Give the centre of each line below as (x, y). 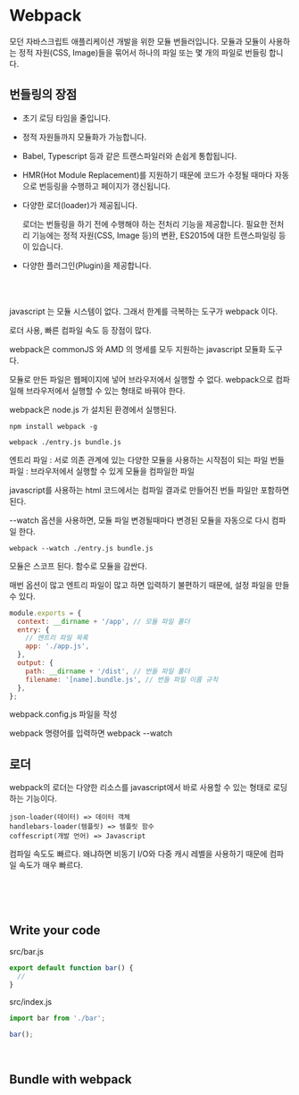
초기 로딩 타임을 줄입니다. (66, 118)
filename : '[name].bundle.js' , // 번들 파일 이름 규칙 (122, 679)
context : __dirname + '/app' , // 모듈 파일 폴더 (104, 621)
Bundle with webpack (71, 1079)
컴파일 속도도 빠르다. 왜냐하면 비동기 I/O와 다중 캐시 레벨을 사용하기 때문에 (138, 854)
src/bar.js (27, 952)
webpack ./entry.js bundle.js (66, 442)
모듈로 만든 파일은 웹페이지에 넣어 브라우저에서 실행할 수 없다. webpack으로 (141, 379)
